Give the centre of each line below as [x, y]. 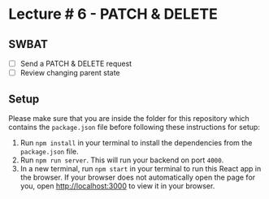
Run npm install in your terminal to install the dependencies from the [136, 142]
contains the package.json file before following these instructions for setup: [134, 127]
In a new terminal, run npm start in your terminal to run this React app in [141, 168]
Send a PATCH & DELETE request [76, 63]
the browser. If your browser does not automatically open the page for [138, 177]
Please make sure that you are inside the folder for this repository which [129, 118]
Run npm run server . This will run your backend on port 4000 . [122, 160]
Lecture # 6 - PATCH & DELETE [113, 14]
